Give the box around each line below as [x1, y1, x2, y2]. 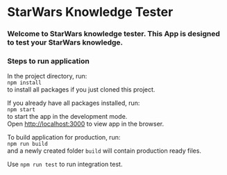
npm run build [7, 140, 49, 148]
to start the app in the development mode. [7, 112, 128, 121]
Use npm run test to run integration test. [7, 160, 123, 169]
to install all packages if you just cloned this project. [7, 85, 155, 94]
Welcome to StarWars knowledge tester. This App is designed [7, 29, 221, 39]
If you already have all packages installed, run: [7, 99, 140, 108]
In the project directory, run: [7, 72, 87, 81]
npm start [7, 106, 36, 113]
